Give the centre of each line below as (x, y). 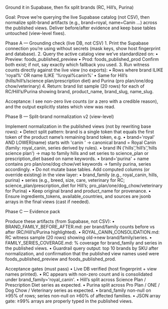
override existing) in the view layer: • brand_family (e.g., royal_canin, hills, (82, 175)
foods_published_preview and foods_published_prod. (61, 259)
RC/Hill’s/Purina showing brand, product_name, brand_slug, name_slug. (79, 91)
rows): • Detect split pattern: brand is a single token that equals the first (80, 132)
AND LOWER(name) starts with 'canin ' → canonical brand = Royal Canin (81, 142)
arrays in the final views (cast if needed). (48, 202)
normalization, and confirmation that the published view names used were (82, 254)
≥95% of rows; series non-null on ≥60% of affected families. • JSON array (83, 296)
